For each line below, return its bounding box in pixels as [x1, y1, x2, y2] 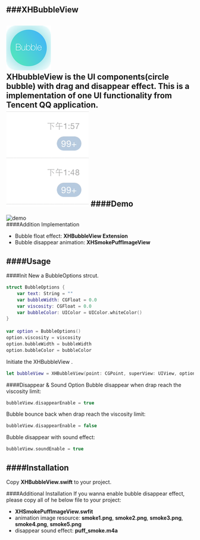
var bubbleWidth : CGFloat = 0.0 [17, 297, 97, 303]
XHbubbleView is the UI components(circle [6, 72, 170, 82]
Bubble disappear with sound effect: [6, 434, 95, 441]
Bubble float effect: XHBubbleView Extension [14, 232, 128, 240]
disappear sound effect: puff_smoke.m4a [14, 527, 118, 534]
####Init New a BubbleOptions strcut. [6, 272, 99, 280]
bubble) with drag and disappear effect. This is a [6, 81, 190, 91]
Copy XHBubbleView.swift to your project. [6, 478, 112, 486]
